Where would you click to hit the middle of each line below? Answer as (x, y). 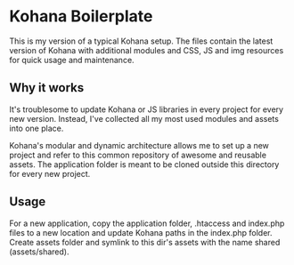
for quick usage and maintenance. (72, 60)
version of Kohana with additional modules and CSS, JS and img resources (147, 50)
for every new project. (50, 173)
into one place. (37, 128)
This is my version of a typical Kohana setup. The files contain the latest (141, 41)
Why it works (47, 88)
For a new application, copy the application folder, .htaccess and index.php (147, 223)
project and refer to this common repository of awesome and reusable (138, 155)
